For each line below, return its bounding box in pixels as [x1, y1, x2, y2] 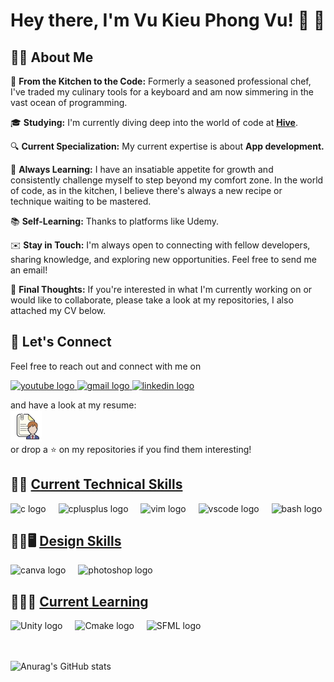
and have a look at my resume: [10, 399, 137, 411]
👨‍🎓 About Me [10, 49, 94, 66]
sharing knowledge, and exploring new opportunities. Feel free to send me [10, 254, 317, 265]
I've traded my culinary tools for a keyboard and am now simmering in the [10, 86, 314, 98]
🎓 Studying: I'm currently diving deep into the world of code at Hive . [10, 117, 298, 128]
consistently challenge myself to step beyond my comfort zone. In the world [10, 174, 324, 186]
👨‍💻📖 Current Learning [10, 593, 149, 610]
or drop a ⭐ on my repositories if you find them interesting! [10, 443, 252, 455]
